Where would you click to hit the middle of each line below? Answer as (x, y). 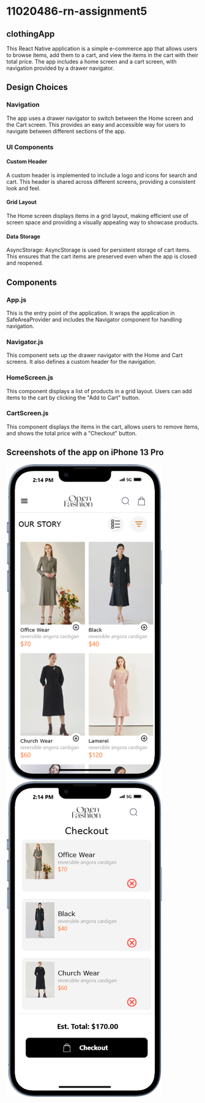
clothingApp (31, 34)
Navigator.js (25, 342)
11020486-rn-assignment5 (77, 11)
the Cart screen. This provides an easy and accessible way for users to (96, 124)
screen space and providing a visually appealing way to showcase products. (102, 222)
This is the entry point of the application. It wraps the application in (91, 313)
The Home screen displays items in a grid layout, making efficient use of (97, 216)
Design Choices (37, 87)
